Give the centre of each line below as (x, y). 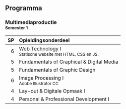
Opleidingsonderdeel (44, 40)
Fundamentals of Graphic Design (57, 70)
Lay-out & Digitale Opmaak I (52, 91)
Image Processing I (41, 78)
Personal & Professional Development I (64, 99)
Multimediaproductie (31, 22)
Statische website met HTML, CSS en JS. (59, 54)
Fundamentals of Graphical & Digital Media (69, 62)
